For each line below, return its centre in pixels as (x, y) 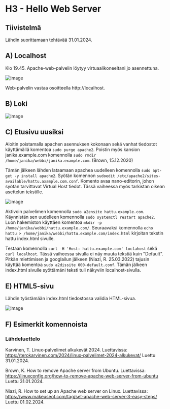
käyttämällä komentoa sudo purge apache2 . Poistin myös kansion (73, 150)
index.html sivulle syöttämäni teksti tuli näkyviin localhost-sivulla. (73, 270)
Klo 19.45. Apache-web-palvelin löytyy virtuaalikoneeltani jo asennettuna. (82, 68)
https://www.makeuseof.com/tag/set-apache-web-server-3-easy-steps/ (81, 396)
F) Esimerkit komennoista (46, 324)
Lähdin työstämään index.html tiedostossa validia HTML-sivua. (71, 299)
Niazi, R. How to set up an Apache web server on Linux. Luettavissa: (77, 391)
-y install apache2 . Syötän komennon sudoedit (65, 176)
